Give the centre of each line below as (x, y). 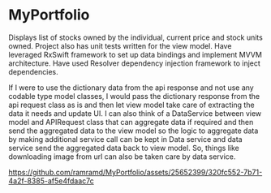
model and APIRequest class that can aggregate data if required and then (131, 122)
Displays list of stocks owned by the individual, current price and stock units (136, 37)
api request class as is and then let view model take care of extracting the (131, 105)
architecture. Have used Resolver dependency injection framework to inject (135, 63)
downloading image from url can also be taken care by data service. (122, 157)
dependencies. (33, 71)
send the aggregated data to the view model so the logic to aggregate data (133, 131)
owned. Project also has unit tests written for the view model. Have (120, 45)
